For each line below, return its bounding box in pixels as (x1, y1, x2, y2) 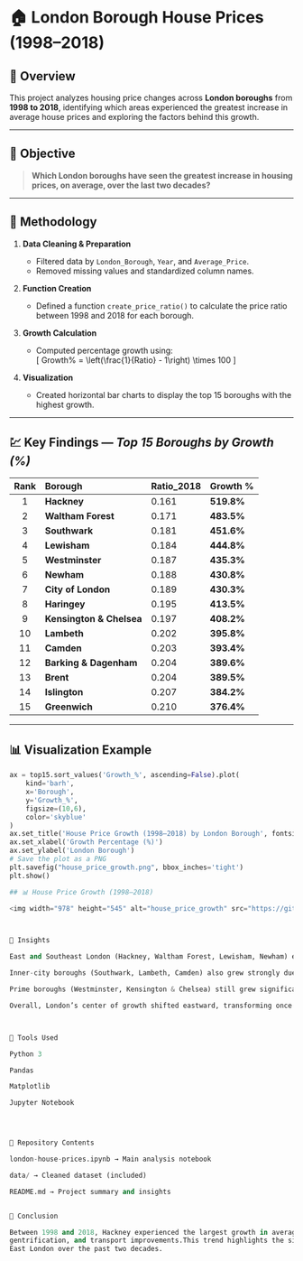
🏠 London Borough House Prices (9, 7, 264, 28)
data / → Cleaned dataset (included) (9, 1171, 147, 1180)
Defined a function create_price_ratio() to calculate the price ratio (35, 300, 288, 311)
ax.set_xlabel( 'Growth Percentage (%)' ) (9, 838, 164, 847)
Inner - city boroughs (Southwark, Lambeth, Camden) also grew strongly (9, 969, 280, 978)
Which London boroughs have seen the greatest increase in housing (31, 170, 293, 181)
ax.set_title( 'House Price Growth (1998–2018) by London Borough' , (9, 830, 269, 839)
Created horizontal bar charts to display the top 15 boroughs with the (35, 389, 292, 400)
